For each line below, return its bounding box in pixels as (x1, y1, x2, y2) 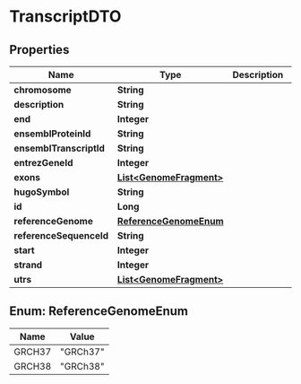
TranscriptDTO (9, 6, 122, 27)
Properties (9, 42, 70, 57)
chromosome (13, 83, 72, 96)
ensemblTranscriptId (13, 142, 106, 154)
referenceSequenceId (13, 230, 109, 241)
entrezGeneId (13, 157, 73, 169)
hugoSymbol (13, 186, 70, 198)
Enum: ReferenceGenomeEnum (9, 303, 188, 319)
